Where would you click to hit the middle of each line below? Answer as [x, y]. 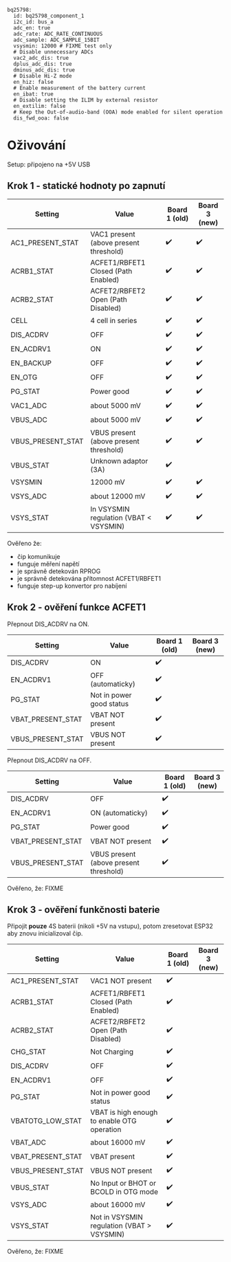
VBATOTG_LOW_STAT [46, 1121]
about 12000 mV [118, 496]
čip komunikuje [38, 556]
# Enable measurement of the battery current [80, 88]
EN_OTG [24, 377]
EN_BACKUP [31, 363]
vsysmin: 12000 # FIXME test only [63, 46]
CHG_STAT [28, 1052]
